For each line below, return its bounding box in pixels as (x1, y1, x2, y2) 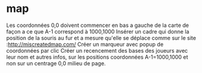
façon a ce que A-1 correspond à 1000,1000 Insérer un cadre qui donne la (6, 28, 189, 35)
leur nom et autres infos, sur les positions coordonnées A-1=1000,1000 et (6, 53, 189, 60)
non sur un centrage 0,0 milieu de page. (6, 59, 106, 67)
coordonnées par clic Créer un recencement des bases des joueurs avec (6, 47, 188, 54)
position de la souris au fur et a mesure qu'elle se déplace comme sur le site (6, 34, 197, 41)
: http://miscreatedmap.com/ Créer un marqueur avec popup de (6, 41, 164, 48)
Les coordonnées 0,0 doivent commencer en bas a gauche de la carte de (6, 22, 189, 29)
